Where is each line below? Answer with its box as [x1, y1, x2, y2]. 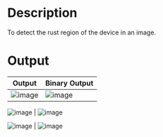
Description [7, 5, 78, 21]
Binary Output [45, 78, 94, 88]
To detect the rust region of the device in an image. [7, 28, 157, 37]
